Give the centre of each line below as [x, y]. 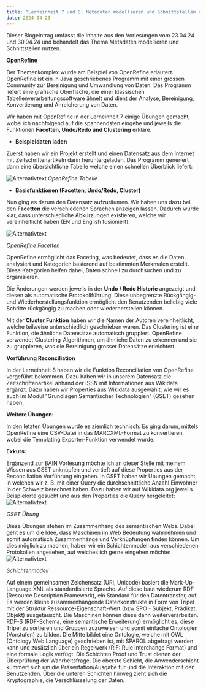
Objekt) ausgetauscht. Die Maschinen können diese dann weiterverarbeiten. [102, 615]
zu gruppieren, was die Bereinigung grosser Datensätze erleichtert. [91, 346]
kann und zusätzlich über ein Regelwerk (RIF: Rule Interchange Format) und [102, 647]
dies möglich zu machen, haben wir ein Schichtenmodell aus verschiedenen [102, 545]
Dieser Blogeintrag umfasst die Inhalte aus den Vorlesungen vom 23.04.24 [101, 35]
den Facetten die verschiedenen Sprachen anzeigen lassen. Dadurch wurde [103, 209]
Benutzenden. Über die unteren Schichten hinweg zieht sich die [87, 673]
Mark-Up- [182, 582]
